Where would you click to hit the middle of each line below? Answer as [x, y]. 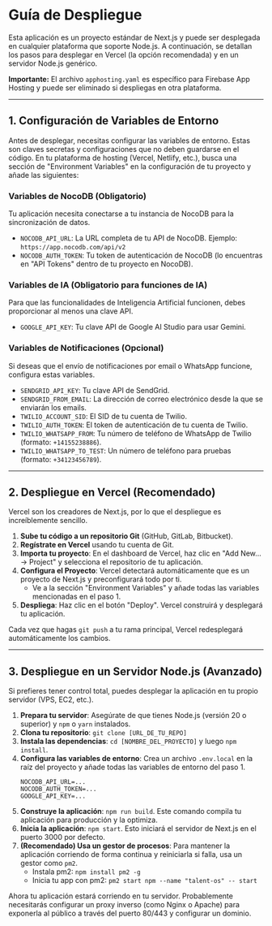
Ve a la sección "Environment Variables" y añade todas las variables [146, 588]
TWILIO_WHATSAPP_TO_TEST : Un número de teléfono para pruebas [125, 450]
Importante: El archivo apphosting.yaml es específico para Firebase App [130, 79]
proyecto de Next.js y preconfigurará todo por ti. [101, 579]
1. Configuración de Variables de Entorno [114, 121]
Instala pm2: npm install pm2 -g [86, 872]
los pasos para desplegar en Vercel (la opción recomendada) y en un [123, 54]
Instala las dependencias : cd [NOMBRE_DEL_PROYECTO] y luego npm [128, 742]
